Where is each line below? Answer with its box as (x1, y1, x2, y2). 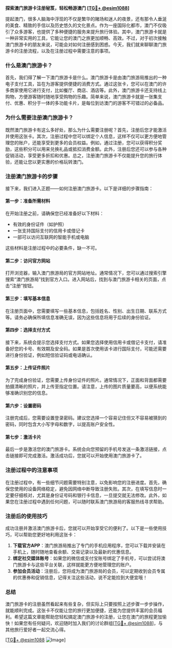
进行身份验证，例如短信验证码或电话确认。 (5, 352, 95, 358)
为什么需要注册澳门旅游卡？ (5, 114, 74, 121)
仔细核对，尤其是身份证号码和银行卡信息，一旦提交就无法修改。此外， (14, 492, 162, 498)
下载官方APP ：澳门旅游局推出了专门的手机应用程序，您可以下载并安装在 (12, 542, 166, 548)
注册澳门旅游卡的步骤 (5, 172, 58, 180)
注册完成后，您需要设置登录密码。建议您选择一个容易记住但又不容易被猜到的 (5, 415, 167, 421)
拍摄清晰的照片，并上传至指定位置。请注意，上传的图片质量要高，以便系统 (5, 383, 162, 390)
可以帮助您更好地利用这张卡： (14, 531, 77, 537)
